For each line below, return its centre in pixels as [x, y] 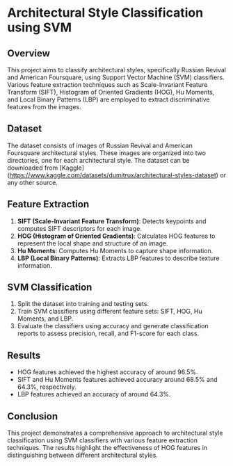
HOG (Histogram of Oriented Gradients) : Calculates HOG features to [116, 236]
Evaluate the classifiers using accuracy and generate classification [113, 326]
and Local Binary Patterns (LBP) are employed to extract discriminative [109, 99]
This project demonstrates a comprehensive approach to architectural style [115, 433]
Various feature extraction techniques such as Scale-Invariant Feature [107, 85]
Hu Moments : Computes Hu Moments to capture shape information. [115, 250]
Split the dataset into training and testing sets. [83, 304]
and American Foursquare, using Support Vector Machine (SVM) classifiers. [116, 77]
